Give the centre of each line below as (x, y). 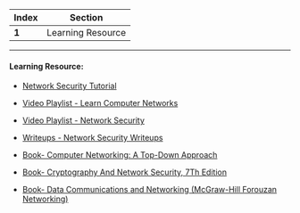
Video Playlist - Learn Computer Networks (100, 103)
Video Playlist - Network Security (83, 120)
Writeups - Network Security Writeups (92, 138)
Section (87, 17)
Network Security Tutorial (70, 86)
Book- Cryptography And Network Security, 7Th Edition (125, 172)
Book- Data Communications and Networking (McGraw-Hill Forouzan (150, 190)
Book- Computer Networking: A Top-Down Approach (120, 155)
